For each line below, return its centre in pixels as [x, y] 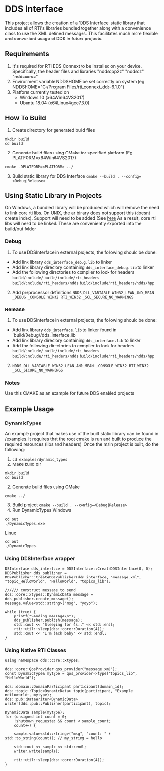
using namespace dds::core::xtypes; [42, 660]
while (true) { [21, 612]
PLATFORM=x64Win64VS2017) [44, 158]
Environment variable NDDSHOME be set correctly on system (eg [78, 81]
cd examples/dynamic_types [40, 459]
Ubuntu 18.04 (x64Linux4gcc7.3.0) [55, 103]
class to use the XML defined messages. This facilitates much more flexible [82, 33]
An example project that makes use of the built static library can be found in [82, 433]
